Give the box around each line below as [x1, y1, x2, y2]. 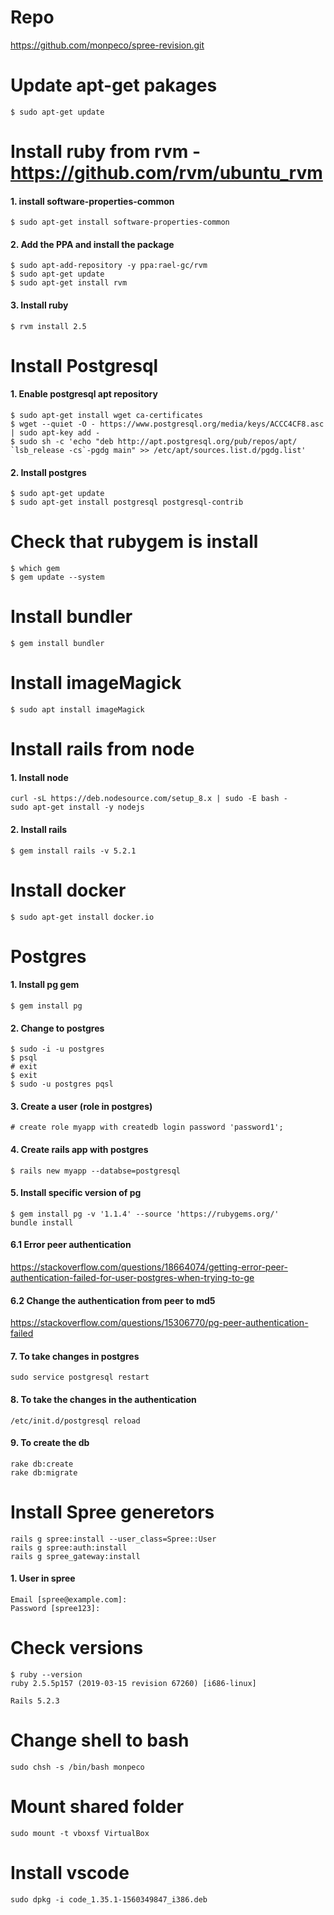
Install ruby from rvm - [10, 141, 202, 163]
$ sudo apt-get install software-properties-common [10, 217, 230, 228]
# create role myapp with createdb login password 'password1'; [10, 1122, 284, 1133]
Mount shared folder [10, 1796, 185, 1818]
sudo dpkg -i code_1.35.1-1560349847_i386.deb [10, 1894, 208, 1905]
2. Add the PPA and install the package [10, 238, 175, 250]
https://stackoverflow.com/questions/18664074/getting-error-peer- [10, 1261, 288, 1273]
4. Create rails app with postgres [10, 1144, 149, 1155]
